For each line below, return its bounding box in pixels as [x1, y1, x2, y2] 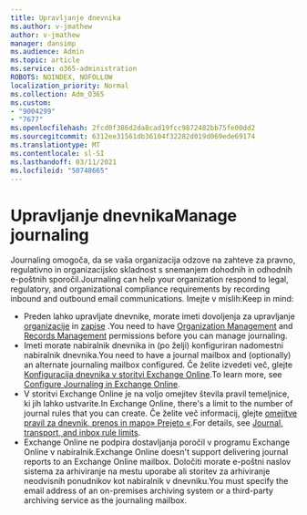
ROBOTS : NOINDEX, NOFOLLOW [10, 73, 113, 82]
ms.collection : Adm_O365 [10, 89, 105, 98]
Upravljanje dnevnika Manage [10, 205, 238, 226]
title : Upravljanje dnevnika [10, 13, 121, 23]
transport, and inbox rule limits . [23, 427, 141, 438]
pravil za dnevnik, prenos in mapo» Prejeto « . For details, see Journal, [23, 417, 283, 428]
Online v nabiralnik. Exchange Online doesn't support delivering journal [23, 447, 289, 458]
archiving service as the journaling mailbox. [23, 495, 188, 506]
